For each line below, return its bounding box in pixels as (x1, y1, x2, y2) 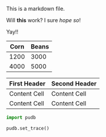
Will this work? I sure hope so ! (6, 17, 81, 23)
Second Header (51, 80, 97, 87)
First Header (9, 80, 46, 87)
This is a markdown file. (6, 5, 65, 12)
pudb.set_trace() (6, 125, 50, 131)
